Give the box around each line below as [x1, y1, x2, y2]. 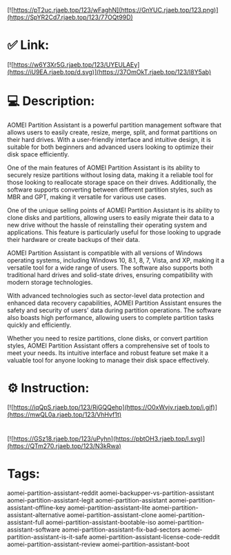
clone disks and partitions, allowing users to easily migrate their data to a [7, 213, 215, 221]
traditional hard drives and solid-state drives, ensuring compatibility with [7, 270, 213, 279]
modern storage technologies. [7, 278, 93, 286]
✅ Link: [7, 37, 50, 53]
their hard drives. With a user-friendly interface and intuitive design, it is [7, 135, 212, 143]
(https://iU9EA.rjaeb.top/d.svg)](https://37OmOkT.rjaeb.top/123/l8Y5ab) [7, 68, 212, 76]
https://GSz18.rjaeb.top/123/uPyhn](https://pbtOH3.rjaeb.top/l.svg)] [13, 434, 205, 443]
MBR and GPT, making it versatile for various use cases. [7, 192, 167, 201]
